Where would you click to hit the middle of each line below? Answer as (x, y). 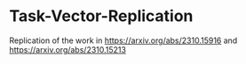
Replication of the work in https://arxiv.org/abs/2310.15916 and (123, 40)
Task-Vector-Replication (101, 16)
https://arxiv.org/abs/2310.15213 (68, 49)
